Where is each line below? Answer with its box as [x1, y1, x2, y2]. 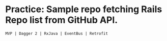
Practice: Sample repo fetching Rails [5, 4, 162, 15]
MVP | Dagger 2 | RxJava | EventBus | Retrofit [5, 31, 108, 36]
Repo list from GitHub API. [5, 14, 118, 26]
